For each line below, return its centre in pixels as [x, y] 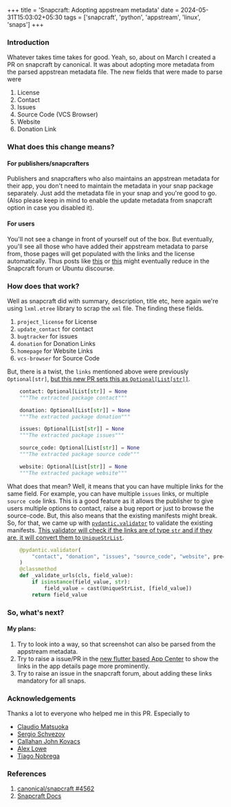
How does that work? [43, 286]
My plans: [22, 629]
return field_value [60, 594]
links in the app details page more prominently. [83, 666]
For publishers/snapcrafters [48, 163]
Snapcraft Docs [39, 796]
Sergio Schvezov [41, 734]
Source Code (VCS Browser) [57, 115]
